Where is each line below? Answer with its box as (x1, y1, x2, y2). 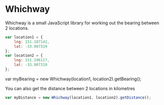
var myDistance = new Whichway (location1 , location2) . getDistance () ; (5, 95, 152, 100)
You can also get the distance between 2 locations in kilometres (5, 85, 135, 91)
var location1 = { (5, 35, 43, 40)
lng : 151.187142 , (14, 39, 50, 44)
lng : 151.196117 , (14, 58, 50, 63)
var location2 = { (5, 53, 43, 58)
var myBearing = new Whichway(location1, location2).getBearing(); (5, 76, 142, 82)
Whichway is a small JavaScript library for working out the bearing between (5, 20, 160, 26)
